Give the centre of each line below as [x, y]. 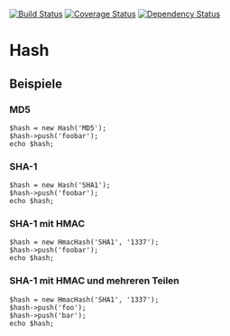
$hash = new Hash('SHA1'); [60, 185]
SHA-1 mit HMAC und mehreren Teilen [95, 281]
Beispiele [36, 84]
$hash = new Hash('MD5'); [58, 128]
